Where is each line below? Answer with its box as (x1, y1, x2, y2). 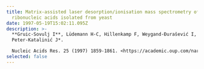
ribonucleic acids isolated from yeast (12, 15, 113, 21)
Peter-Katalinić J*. (12, 37, 64, 43)
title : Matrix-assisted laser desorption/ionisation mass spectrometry (6, 8, 191, 15)
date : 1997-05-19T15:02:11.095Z (6, 20, 88, 26)
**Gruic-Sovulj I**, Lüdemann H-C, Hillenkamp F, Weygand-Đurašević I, (12, 31, 197, 38)
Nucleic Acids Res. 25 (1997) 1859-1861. (12, 48, 118, 54)
